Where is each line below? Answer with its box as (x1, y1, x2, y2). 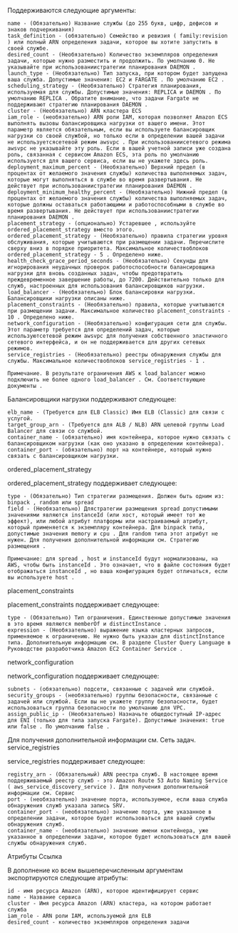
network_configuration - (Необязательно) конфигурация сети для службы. (7, 320, 228, 327)
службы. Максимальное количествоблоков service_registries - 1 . (7, 357, 205, 364)
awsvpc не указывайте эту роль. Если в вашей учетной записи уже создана (7, 145, 232, 152)
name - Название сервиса (7, 894, 81, 901)
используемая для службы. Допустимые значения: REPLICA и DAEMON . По (7, 89, 222, 96)
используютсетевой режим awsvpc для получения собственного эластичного (7, 332, 228, 339)
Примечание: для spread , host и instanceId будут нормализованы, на (7, 555, 219, 562)
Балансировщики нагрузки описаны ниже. (7, 295, 126, 302)
